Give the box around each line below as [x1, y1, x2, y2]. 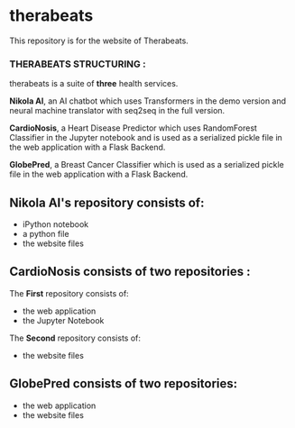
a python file [22, 229, 69, 240]
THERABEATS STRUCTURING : [9, 58, 146, 70]
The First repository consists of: [9, 287, 129, 298]
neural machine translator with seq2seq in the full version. [9, 105, 226, 116]
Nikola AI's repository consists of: [9, 195, 205, 210]
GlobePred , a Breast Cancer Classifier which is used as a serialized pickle [9, 159, 284, 170]
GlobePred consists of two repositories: [9, 376, 238, 392]
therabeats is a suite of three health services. [9, 78, 179, 89]
